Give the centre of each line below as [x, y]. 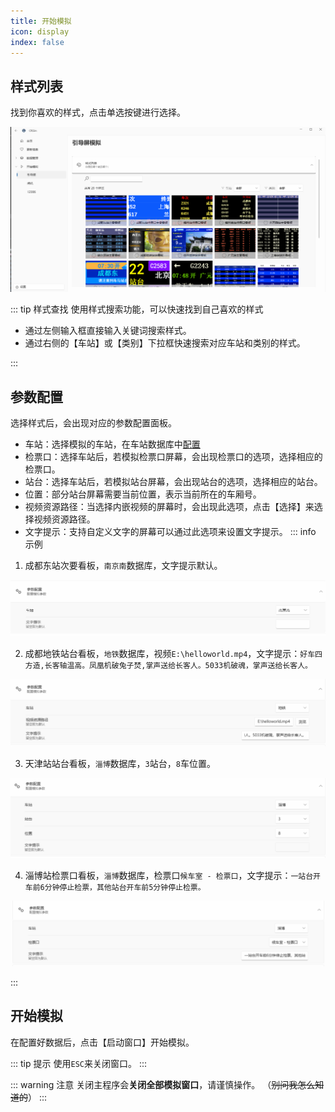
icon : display [40, 31]
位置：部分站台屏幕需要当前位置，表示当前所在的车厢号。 [143, 494]
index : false [37, 42]
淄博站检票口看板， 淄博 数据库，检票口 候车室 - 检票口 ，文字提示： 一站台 [169, 875]
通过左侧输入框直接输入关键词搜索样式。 [108, 331]
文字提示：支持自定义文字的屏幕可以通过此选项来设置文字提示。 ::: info [170, 532]
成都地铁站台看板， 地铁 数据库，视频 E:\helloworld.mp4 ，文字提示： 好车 [170, 654]
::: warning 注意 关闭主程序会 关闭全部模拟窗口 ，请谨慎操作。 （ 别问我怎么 [163, 1084]
